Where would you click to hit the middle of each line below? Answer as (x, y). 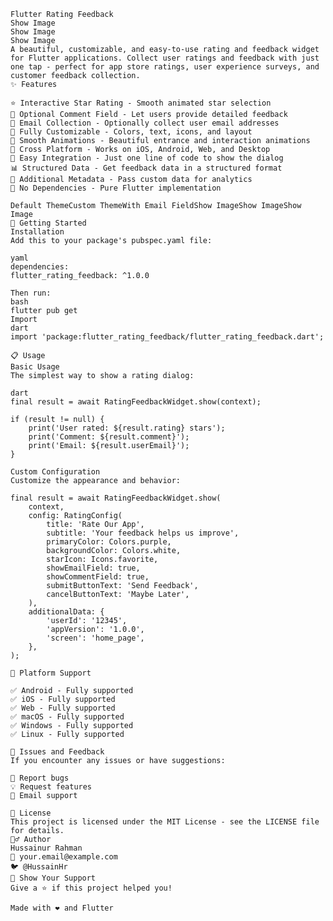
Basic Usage (35, 367)
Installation (37, 232)
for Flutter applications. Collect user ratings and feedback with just (165, 58)
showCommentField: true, (98, 577)
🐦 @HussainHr (39, 867)
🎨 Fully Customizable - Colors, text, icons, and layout (131, 132)
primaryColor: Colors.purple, (109, 542)
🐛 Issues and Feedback (57, 752)
